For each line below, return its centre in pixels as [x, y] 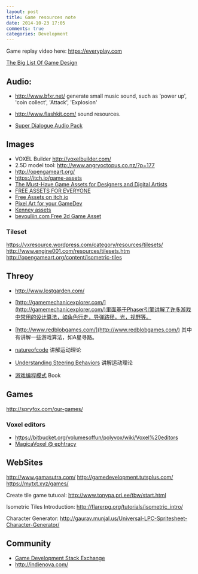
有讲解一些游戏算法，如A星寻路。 [56, 337]
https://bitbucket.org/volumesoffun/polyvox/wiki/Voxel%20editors [96, 437]
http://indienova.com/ [42, 564]
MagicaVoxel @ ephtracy [45, 443]
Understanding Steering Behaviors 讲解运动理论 [74, 362]
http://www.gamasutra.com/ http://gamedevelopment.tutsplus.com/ [90, 477]
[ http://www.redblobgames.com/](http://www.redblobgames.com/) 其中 [103, 330]
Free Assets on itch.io [42, 197]
